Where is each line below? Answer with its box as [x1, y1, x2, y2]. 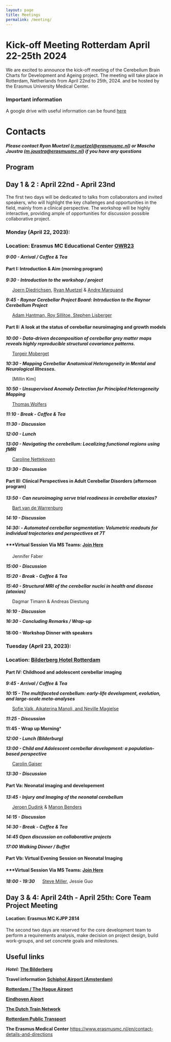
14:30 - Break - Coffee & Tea [6, 823, 68, 830]
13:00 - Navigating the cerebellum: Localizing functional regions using [6, 441, 160, 447]
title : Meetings [6, 12, 40, 17]
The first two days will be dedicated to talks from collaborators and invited [6, 194, 163, 200]
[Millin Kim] [12, 376, 36, 382]
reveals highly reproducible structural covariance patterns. [6, 341, 135, 347]
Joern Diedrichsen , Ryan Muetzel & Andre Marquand [12, 287, 123, 293]
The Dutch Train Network [6, 1006, 61, 1012]
